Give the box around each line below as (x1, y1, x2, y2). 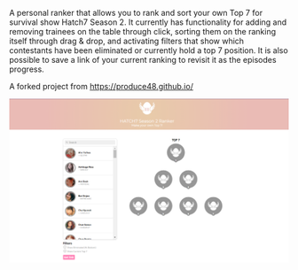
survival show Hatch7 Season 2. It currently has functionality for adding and (9, 17, 287, 27)
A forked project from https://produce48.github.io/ (9, 81, 193, 91)
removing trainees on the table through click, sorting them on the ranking (9, 27, 277, 36)
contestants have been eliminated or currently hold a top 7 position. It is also (9, 45, 288, 56)
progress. (9, 64, 44, 74)
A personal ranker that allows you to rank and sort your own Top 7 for (9, 8, 263, 18)
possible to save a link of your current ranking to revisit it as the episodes (9, 55, 277, 65)
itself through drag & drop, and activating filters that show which (9, 35, 245, 46)
